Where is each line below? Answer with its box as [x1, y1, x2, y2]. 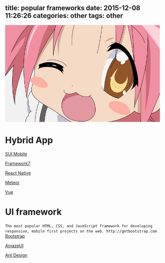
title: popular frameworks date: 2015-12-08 [5, 4, 141, 12]
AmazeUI [5, 242, 24, 248]
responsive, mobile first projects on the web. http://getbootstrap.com [5, 229, 157, 233]
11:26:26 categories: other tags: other [5, 12, 123, 20]
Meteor [5, 179, 20, 185]
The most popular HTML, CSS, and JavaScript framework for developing [5, 224, 153, 229]
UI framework [5, 206, 62, 217]
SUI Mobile [5, 151, 27, 157]
